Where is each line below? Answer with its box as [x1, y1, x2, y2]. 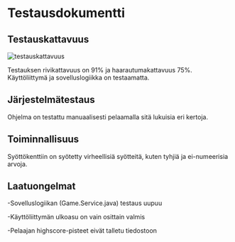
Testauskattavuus [7, 33, 89, 45]
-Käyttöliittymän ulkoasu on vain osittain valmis [7, 213, 146, 221]
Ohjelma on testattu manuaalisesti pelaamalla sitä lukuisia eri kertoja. [7, 112, 208, 121]
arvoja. [7, 160, 28, 168]
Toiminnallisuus [7, 133, 80, 145]
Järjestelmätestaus [7, 94, 95, 106]
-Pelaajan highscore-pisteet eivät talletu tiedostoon [7, 226, 158, 235]
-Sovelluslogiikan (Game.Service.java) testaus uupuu [7, 199, 163, 207]
